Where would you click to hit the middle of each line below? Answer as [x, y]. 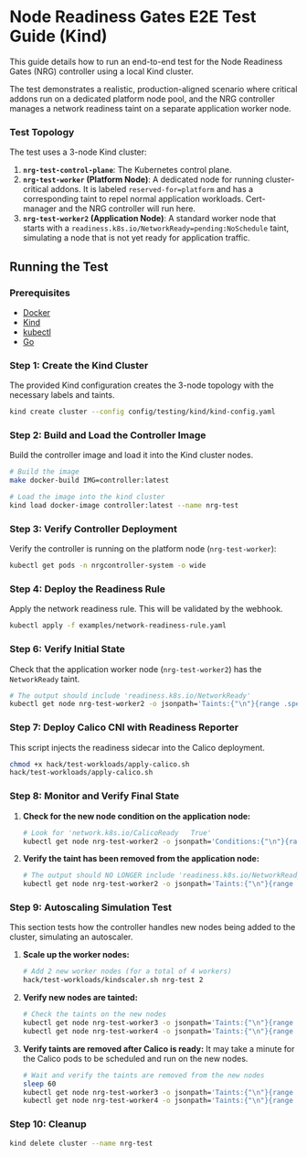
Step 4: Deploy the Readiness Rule [88, 589]
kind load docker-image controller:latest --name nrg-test [124, 506]
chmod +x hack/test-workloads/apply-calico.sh [100, 764]
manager [40, 209]
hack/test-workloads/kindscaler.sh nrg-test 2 [113, 980]
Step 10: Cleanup [48, 1124]
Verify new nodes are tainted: [80, 998]
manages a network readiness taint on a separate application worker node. [150, 108]
